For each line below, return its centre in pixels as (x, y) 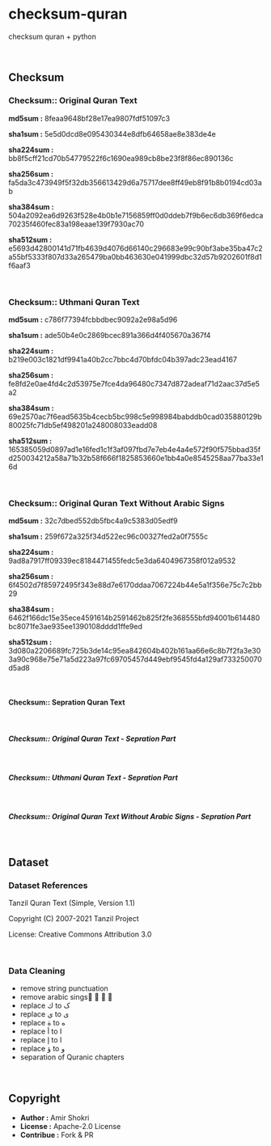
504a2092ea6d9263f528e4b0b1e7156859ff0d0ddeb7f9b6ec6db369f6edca (136, 215)
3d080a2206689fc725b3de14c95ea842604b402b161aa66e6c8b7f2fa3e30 (135, 651)
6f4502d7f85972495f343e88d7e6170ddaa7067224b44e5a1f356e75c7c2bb (135, 585)
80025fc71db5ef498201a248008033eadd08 (83, 425)
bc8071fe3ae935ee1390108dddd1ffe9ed (76, 627)
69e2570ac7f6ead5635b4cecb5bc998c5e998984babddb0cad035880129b (135, 417)
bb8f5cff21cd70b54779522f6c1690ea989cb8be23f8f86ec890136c (121, 158)
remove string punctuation (64, 988)
